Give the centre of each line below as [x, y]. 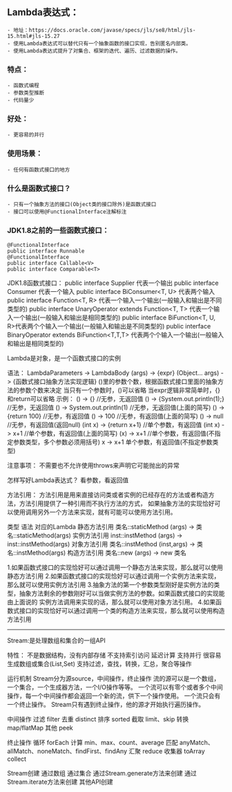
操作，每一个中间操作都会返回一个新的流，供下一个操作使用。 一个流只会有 [114, 696]
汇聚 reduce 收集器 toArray [167, 751]
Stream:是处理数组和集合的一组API [56, 641]
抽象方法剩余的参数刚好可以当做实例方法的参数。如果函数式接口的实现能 [122, 593]
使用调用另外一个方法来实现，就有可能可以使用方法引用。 [95, 512]
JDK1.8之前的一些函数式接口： [58, 230]
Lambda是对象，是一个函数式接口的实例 [64, 358]
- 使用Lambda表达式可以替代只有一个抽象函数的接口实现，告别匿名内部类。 [99, 44]
